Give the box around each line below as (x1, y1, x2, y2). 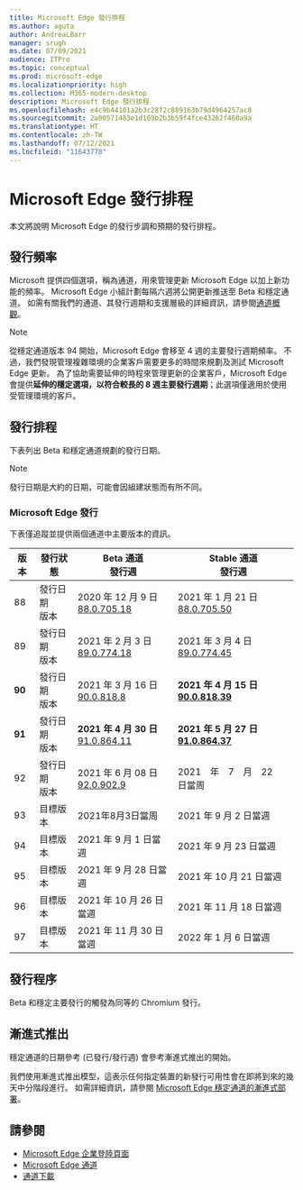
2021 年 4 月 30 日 (77, 723, 158, 736)
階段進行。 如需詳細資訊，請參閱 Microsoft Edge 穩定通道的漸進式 (32, 1083, 279, 1094)
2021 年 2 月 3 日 (77, 635, 152, 647)
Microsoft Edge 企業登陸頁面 (22, 1148, 129, 1158)
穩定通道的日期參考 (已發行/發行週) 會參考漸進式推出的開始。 (9, 1052, 236, 1063)
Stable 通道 (208, 552, 259, 564)
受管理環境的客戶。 (9, 390, 81, 401)
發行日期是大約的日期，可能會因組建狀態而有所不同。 (9, 481, 207, 492)
